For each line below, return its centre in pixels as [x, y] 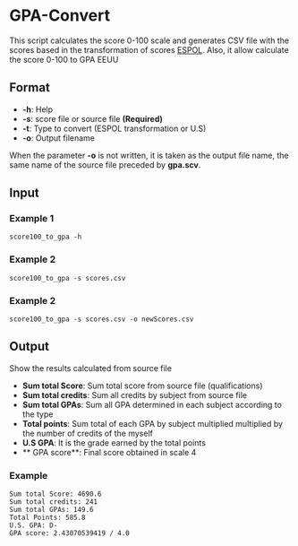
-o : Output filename [59, 138]
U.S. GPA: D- [34, 525]
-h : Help [38, 109]
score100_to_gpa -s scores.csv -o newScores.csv [102, 319]
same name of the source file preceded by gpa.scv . [105, 165]
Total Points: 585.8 [48, 518]
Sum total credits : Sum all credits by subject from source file [135, 394]
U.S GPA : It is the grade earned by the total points [114, 442]
